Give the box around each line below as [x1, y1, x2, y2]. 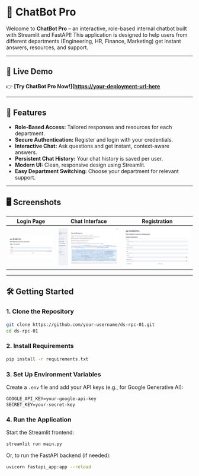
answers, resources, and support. [6, 44, 89, 51]
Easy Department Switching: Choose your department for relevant [14, 167, 179, 174]
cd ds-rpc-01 [6, 328, 38, 334]
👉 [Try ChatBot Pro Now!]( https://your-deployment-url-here [6, 82, 161, 90]
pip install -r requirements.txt [6, 356, 89, 362]
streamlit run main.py [6, 441, 62, 447]
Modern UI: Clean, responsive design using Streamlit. [14, 161, 146, 168]
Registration [142, 218, 173, 225]
